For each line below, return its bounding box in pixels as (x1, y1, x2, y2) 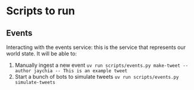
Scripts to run (6, 4, 75, 18)
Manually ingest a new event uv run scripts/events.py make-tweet (14, 61, 181, 69)
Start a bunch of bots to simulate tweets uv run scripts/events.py (14, 73, 179, 80)
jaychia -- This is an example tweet (33, 68, 128, 74)
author (14, 68, 32, 74)
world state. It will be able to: (6, 50, 77, 57)
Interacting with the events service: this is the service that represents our (6, 44, 186, 51)
